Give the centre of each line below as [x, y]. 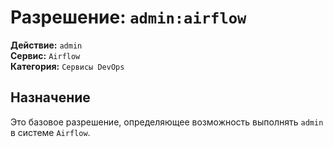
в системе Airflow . [50, 132]
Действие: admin [46, 45]
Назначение [50, 97]
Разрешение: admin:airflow [128, 17]
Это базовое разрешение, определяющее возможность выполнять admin [167, 122]
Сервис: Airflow [45, 55]
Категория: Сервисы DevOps [67, 66]
